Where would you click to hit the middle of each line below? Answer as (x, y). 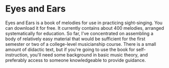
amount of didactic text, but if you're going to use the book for (70, 49)
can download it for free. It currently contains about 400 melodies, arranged (85, 28)
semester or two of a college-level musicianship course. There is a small (81, 44)
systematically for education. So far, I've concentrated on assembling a (79, 33)
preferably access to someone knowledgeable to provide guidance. (76, 60)
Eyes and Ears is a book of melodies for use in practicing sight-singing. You (84, 23)
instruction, (17, 55)
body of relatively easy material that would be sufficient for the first (75, 39)
